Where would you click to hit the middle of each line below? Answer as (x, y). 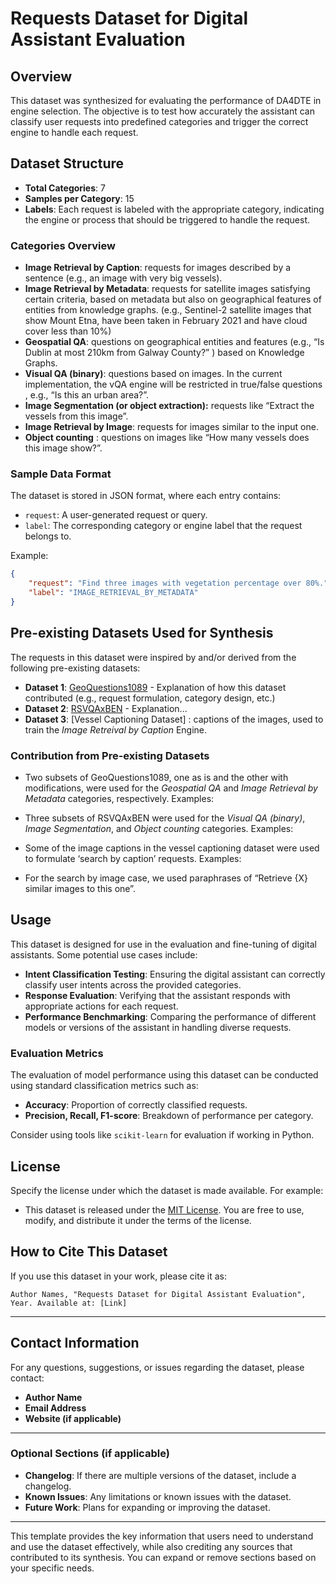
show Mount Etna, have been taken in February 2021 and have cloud (166, 321)
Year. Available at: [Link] (69, 1303)
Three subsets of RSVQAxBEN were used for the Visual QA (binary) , (165, 818)
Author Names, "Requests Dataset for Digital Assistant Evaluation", (158, 1294)
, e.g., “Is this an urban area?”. (87, 395)
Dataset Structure (67, 163)
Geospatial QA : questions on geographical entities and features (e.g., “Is (174, 342)
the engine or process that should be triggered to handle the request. (167, 219)
